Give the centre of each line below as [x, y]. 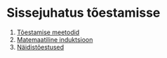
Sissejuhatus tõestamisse [83, 13]
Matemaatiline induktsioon [55, 39]
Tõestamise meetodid [48, 32]
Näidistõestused [40, 47]
